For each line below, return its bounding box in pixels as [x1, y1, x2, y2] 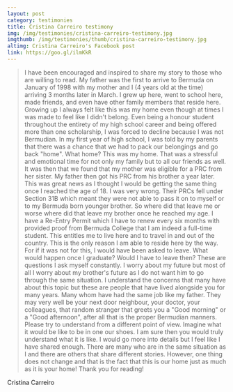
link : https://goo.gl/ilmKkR [7, 50, 92, 56]
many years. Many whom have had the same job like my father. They [24, 290, 221, 299]
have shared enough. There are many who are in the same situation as [24, 342, 226, 351]
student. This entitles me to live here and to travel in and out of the [24, 231, 215, 239]
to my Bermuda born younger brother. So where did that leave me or [24, 202, 220, 210]
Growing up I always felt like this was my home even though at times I [24, 105, 224, 114]
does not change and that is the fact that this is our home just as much [24, 357, 227, 365]
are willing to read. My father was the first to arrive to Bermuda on [24, 75, 214, 84]
